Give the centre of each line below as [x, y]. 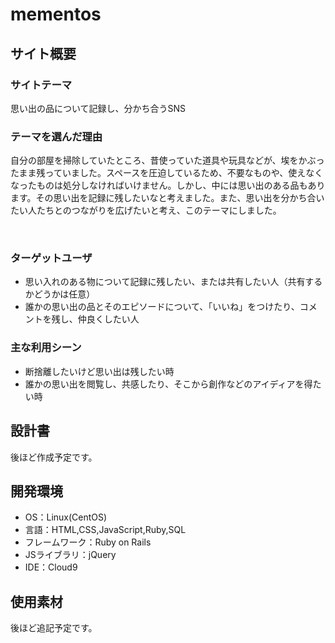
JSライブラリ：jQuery [70, 555]
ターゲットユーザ [51, 258]
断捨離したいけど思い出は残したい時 [99, 371]
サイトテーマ [41, 85]
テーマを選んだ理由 [56, 136]
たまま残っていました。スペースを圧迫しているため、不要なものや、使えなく [167, 173]
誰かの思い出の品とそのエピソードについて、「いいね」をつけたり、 [162, 307]
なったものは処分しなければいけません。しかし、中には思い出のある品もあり [168, 185]
